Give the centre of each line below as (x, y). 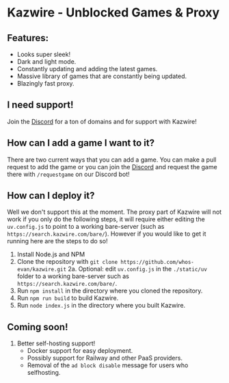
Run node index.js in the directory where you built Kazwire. (101, 306)
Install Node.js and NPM (51, 254)
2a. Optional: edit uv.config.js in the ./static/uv (137, 269)
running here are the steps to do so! (57, 241)
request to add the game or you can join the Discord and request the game (112, 166)
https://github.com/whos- (158, 262)
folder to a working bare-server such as (73, 276)
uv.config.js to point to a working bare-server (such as (86, 227)
